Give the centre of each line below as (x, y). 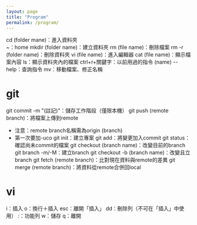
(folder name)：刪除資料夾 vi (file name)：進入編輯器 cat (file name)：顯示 (96, 55)
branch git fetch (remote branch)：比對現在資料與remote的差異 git (95, 160)
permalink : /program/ (33, 22)
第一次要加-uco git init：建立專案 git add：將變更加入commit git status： (102, 138)
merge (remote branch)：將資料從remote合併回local (78, 167)
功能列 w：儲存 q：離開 (53, 216)
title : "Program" (27, 17)
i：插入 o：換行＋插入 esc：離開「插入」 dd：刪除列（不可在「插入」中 (93, 209)
